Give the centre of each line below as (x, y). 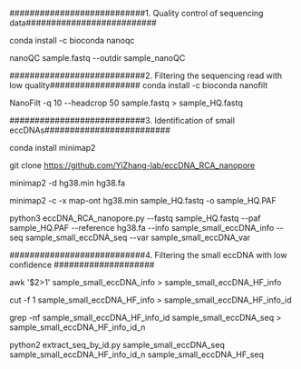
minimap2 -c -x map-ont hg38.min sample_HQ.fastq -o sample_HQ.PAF (143, 200)
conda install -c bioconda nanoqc (72, 40)
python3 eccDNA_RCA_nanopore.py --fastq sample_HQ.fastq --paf (135, 218)
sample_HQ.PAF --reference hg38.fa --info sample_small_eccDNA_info (142, 228)
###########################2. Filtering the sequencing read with (146, 75)
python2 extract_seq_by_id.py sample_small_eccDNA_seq (117, 345)
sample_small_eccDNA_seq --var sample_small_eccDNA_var (138, 237)
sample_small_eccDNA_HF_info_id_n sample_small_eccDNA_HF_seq (137, 354)
